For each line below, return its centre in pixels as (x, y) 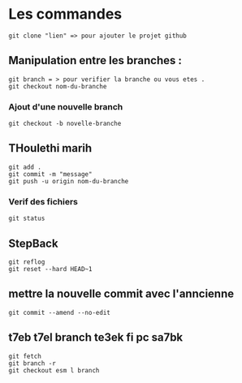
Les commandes (65, 14)
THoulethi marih (50, 148)
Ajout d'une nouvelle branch (66, 106)
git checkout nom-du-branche (58, 86)
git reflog (27, 262)
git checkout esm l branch (54, 370)
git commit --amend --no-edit (60, 312)
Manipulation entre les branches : (95, 60)
